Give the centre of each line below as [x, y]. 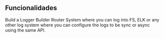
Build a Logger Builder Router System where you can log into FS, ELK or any [82, 19]
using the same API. [25, 30]
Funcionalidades [31, 8]
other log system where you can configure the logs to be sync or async [78, 25]
